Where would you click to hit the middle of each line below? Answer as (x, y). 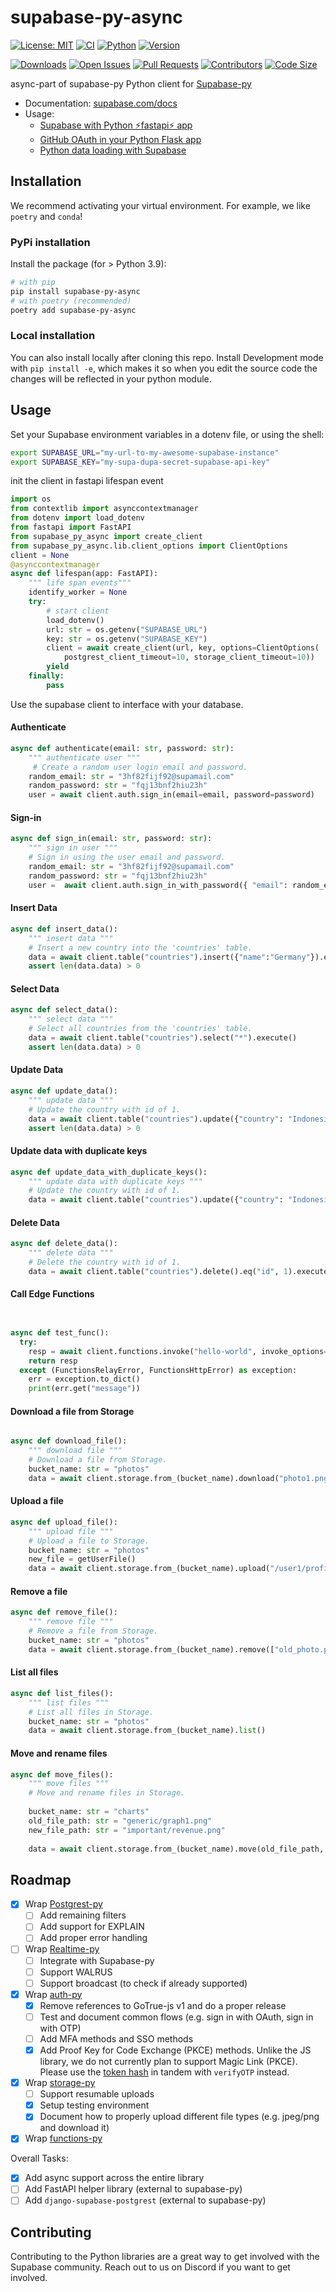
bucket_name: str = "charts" (89, 1812)
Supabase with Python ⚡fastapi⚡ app (116, 125)
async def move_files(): (62, 1774)
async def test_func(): (60, 1333)
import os (31, 499)
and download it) (74, 2128)
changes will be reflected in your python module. (111, 378)
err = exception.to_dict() (84, 1379)
